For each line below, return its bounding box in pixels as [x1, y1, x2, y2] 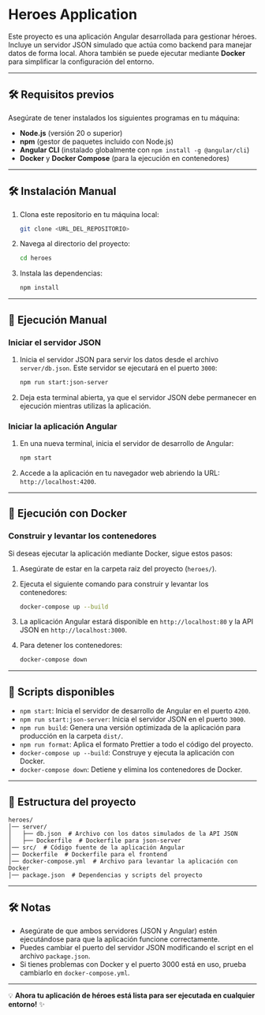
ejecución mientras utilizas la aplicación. [19, 401, 151, 410]
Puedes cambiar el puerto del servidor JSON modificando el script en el [19, 942, 254, 952]
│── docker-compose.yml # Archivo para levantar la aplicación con [8, 857, 238, 865]
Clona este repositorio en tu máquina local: [19, 209, 159, 219]
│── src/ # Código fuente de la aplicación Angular [8, 843, 185, 852]
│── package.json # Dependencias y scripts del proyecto [8, 871, 203, 879]
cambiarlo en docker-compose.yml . [19, 968, 130, 977]
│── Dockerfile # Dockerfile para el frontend [8, 850, 168, 858]
